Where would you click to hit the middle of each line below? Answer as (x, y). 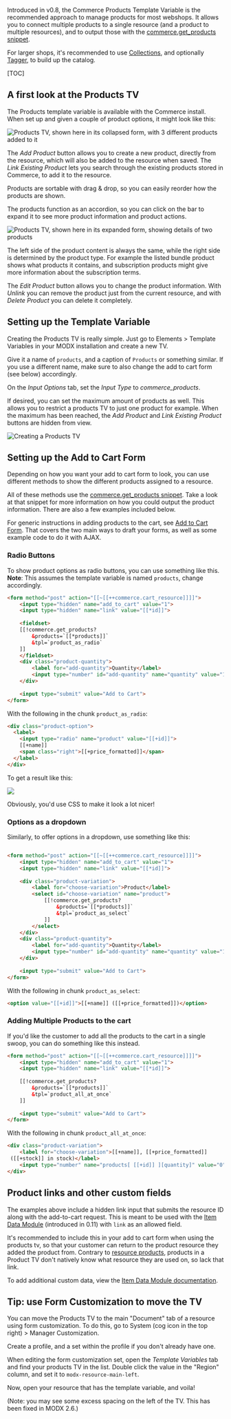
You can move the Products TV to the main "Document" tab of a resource (111, 1318)
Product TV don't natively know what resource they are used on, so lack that (115, 1259)
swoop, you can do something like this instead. (74, 1043)
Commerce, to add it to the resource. (59, 174)
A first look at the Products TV (73, 95)
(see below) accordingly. (42, 374)
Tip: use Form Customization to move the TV (105, 1301)
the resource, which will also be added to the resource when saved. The (109, 160)
